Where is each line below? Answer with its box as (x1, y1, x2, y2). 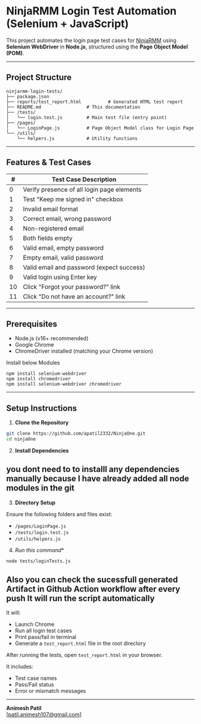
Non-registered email (23, 224, 84, 232)
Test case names (14, 675, 57, 682)
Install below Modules (6, 359, 60, 366)
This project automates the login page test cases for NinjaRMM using (6, 37, 176, 44)
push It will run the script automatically (6, 593, 155, 604)
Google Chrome (14, 341, 54, 349)
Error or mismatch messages (14, 687, 86, 695)
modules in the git (6, 483, 75, 493)
